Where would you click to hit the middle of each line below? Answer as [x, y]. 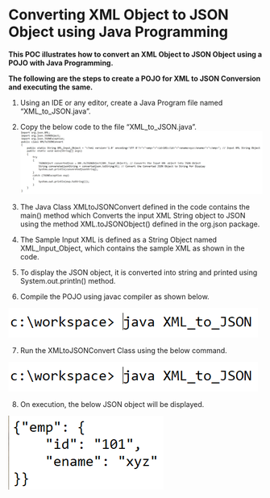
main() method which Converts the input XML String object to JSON [133, 216]
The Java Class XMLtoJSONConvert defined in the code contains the [135, 207]
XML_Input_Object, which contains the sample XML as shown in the [132, 248]
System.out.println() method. [68, 281]
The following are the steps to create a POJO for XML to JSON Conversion [135, 78]
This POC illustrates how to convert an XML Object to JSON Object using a [135, 54]
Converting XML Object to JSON [118, 15]
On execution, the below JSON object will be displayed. [112, 405]
